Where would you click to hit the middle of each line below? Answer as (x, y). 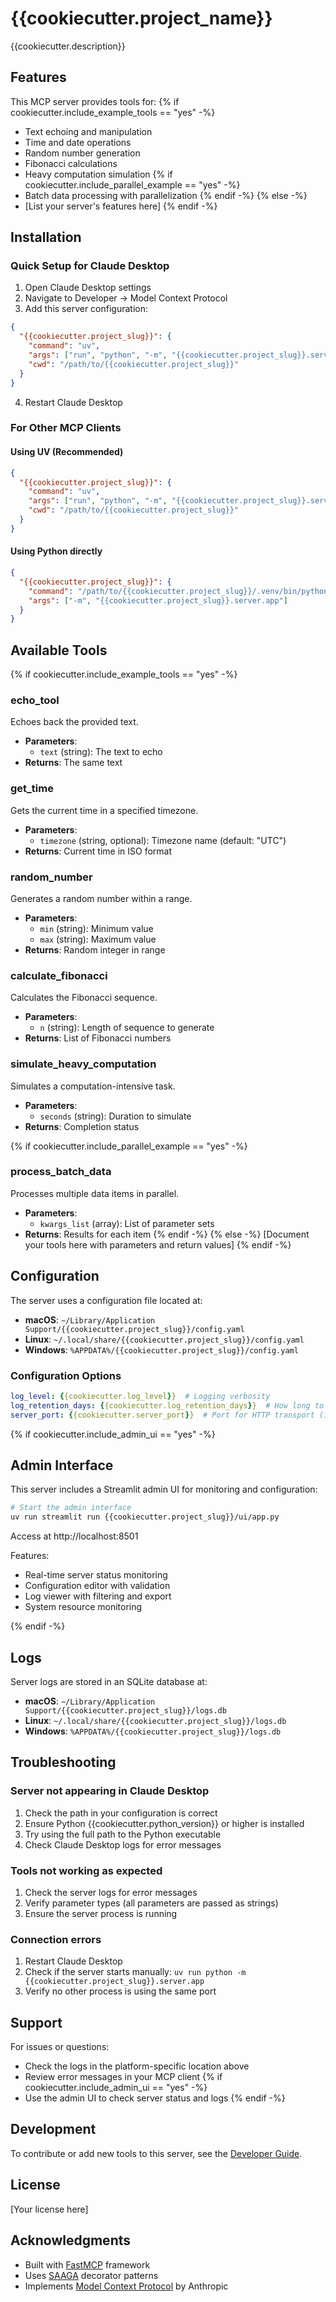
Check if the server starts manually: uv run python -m (135, 1972)
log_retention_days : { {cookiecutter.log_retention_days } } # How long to (167, 1405)
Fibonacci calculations (71, 163)
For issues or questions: (60, 2047)
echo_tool (35, 700)
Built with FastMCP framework (87, 2264)
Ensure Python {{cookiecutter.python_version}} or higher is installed (164, 1823)
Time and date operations (78, 142)
